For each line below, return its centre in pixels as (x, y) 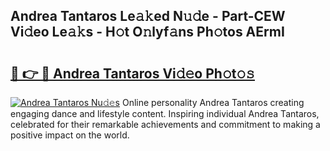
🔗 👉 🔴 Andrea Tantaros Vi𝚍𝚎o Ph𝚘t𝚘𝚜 (133, 73)
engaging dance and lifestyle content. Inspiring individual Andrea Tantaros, (165, 113)
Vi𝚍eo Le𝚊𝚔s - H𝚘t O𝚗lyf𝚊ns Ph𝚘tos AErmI (147, 32)
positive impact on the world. (70, 135)
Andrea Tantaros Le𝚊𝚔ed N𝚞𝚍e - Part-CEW (148, 16)
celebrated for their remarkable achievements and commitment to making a (165, 124)
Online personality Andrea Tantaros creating (213, 102)
